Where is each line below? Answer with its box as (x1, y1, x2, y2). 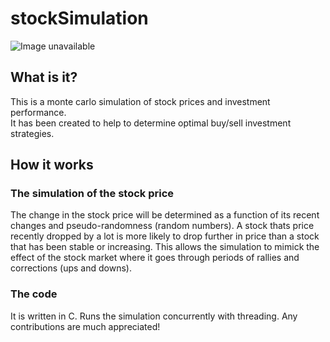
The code (10, 287, 58, 301)
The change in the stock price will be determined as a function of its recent (10, 209, 320, 221)
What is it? (10, 69, 78, 86)
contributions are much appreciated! (10, 320, 161, 332)
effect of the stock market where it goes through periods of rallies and (10, 252, 300, 264)
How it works (10, 157, 94, 174)
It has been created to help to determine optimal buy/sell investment (10, 117, 292, 129)
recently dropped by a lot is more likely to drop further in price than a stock (10, 230, 320, 242)
